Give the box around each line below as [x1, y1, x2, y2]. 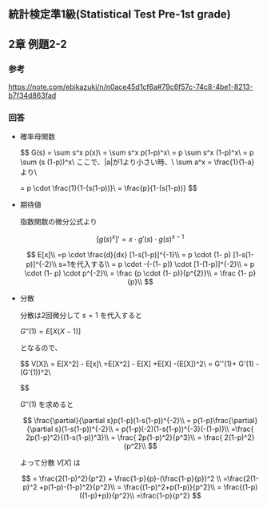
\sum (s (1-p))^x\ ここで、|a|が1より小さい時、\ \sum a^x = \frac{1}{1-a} [19, 157, 255, 167]
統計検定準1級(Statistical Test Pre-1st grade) [8, 7, 231, 22]
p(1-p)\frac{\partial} [193, 416, 258, 425]
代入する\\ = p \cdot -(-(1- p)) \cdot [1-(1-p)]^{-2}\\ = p [76, 260, 255, 269]
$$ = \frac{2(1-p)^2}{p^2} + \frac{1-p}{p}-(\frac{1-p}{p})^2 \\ [21, 474, 221, 483]
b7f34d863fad [8, 91, 57, 100]
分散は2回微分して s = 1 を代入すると [19, 311, 142, 321]
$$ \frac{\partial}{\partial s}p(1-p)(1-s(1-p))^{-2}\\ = [22, 416, 192, 425]
